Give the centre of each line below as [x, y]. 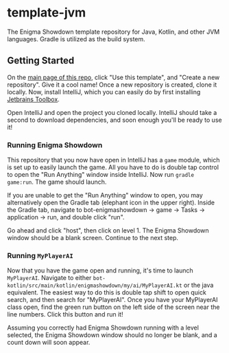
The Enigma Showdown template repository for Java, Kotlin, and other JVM [113, 32]
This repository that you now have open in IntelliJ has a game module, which [113, 160]
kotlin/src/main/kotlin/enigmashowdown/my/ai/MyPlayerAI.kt [95, 286]
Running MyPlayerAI [40, 255]
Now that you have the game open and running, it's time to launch [100, 270]
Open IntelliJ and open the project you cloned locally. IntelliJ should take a [112, 112]
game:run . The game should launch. [57, 182]
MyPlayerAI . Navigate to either [49, 278]
